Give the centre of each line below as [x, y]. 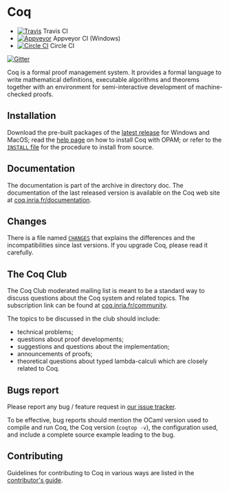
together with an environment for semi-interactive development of [101, 87]
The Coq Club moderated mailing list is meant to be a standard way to [106, 291]
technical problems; [45, 332]
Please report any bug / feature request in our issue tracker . [92, 407]
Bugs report [33, 390]
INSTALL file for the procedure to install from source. [80, 147]
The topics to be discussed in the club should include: [84, 319]
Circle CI [62, 45]
